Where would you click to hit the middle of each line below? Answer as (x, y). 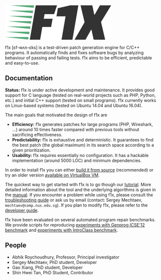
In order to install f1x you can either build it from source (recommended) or (79, 170)
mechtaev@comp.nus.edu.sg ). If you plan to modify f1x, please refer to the (76, 205)
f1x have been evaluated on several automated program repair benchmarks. (80, 220)
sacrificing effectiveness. (37, 135)
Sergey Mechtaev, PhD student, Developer (54, 262)
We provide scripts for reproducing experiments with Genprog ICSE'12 (75, 225)
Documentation (29, 78)
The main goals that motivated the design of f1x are (56, 115)
